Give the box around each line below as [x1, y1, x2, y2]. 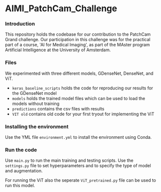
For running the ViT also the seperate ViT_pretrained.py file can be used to [5, 177, 157, 183]
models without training [12, 101, 60, 107]
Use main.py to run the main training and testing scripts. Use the [5, 157, 134, 164]
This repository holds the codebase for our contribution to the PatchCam [5, 31, 151, 37]
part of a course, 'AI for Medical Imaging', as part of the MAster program [5, 42, 150, 48]
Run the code [5, 147, 37, 153]
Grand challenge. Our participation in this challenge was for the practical [5, 37, 151, 43]
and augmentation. [5, 168, 43, 174]
